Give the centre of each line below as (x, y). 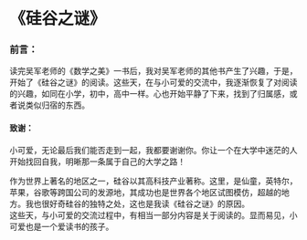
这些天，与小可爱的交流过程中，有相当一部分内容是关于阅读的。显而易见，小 (153, 214)
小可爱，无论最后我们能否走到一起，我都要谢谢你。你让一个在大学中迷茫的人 (153, 150)
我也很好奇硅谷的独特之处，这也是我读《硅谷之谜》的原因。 (137, 203)
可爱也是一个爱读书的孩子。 (62, 226)
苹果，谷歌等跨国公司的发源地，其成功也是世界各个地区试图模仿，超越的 (145, 192)
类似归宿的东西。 (57, 105)
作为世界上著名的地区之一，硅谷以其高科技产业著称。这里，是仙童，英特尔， (153, 181)
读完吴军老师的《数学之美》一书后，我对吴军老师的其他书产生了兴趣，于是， (153, 71)
